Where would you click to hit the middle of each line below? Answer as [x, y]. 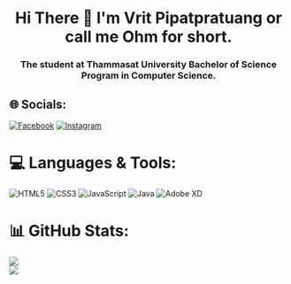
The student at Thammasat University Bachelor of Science [149, 65]
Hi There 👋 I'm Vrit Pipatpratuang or [149, 18]
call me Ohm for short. [149, 37]
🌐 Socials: [38, 104]
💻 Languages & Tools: [93, 163]
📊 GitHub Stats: [69, 231]
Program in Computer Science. [149, 76]
